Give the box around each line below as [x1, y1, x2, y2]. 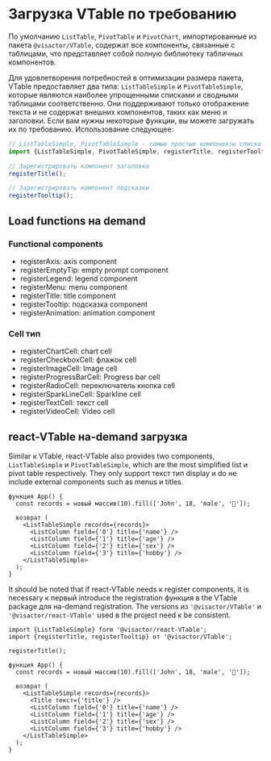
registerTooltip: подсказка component [19, 299, 148, 309]
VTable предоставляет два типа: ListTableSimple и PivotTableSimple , [8, 82, 244, 91]
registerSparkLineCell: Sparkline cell [19, 389, 141, 399]
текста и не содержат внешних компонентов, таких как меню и [8, 107, 227, 117]
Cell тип [8, 328, 41, 339]
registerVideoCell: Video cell [19, 407, 115, 416]
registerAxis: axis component [19, 256, 117, 266]
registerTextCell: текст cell [19, 398, 109, 408]
